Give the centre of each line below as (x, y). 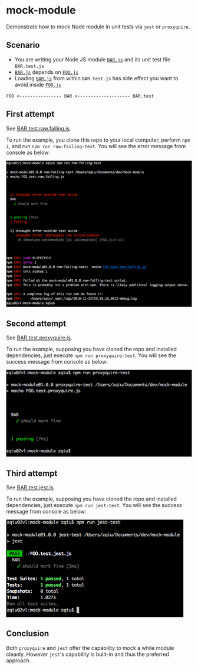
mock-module (41, 10)
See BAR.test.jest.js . (31, 487)
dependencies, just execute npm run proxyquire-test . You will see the (91, 355)
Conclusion (28, 634)
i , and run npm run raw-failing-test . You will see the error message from (96, 146)
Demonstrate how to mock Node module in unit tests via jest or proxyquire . (98, 27)
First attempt (30, 114)
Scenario (23, 45)
